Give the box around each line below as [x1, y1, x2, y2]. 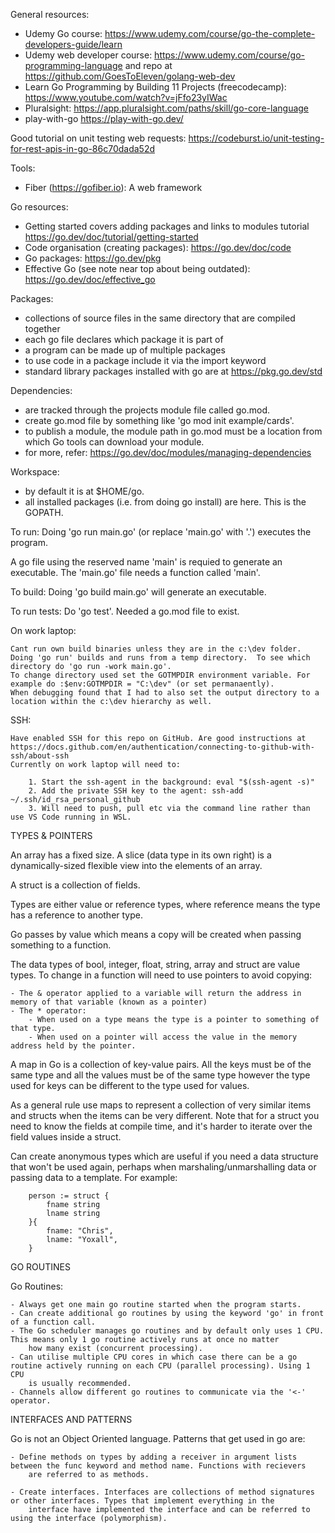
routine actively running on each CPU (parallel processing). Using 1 [10, 1361, 311, 1371]
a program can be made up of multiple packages [24, 344, 226, 356]
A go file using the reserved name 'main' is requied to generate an [10, 556, 283, 568]
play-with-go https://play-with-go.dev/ [24, 113, 184, 124]
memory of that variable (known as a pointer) [10, 997, 208, 1007]
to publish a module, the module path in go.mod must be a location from [24, 425, 323, 437]
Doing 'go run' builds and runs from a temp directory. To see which [10, 653, 311, 663]
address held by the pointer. [10, 1041, 137, 1051]
